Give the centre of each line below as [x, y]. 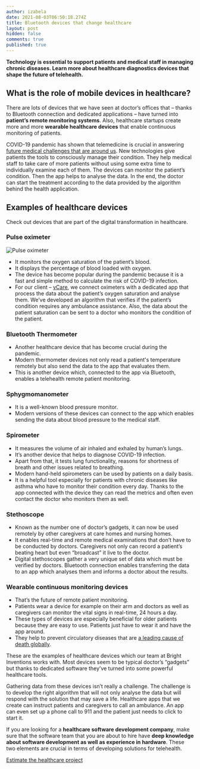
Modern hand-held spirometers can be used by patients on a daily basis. [104, 474]
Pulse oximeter [28, 237]
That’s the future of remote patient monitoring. [72, 600]
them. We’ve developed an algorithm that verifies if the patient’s [93, 300]
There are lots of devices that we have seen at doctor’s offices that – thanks [99, 107]
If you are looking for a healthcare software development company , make [98, 730]
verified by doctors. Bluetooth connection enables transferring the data [102, 565]
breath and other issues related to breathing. [69, 467]
